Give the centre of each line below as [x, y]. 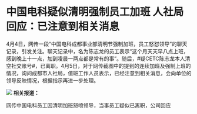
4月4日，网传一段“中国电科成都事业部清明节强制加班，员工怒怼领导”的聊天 [97, 44]
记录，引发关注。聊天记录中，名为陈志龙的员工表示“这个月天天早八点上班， [98, 51]
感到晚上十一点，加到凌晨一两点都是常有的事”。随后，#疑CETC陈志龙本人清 [98, 58]
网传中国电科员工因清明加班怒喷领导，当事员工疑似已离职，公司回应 [89, 105]
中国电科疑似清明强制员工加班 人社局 [95, 12]
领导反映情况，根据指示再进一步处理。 [52, 80]
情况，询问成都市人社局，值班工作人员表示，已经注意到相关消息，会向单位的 [99, 73]
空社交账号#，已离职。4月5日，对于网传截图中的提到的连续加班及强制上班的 [98, 65]
